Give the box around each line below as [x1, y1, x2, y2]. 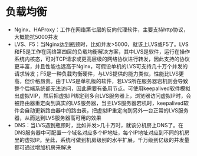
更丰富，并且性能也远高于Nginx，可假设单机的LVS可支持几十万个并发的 [14, 62, 188, 69]
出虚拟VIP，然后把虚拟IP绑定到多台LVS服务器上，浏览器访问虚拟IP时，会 [14, 92, 192, 99]
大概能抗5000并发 [14, 33, 58, 40]
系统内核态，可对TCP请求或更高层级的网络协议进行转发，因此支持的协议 [14, 55, 190, 62]
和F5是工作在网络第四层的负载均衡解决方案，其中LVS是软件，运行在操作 [14, 48, 190, 55]
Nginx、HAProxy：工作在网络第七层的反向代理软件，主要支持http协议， [14, 26, 189, 33]
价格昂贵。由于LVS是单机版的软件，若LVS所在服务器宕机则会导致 [29, 77, 189, 84]
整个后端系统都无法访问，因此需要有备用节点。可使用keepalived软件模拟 [14, 85, 191, 92]
